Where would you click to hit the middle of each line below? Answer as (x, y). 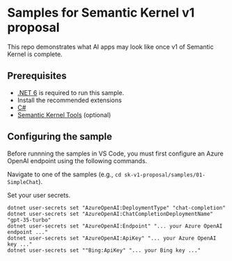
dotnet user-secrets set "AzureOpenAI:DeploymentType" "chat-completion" (117, 208)
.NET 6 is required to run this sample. (71, 92)
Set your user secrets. (39, 195)
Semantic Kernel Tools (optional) (64, 115)
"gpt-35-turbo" (29, 220)
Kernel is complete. (35, 54)
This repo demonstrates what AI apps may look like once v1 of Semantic (110, 47)
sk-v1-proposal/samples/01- (165, 175)
